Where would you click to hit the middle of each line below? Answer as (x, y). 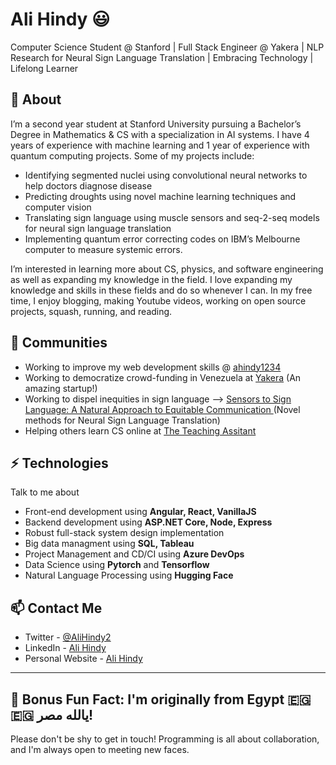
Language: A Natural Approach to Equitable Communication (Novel (162, 409)
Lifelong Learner (44, 68)
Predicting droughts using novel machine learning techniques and (160, 196)
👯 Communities (59, 343)
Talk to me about (45, 492)
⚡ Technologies (59, 463)
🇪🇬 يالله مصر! (52, 714)
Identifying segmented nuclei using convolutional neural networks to (166, 175)
